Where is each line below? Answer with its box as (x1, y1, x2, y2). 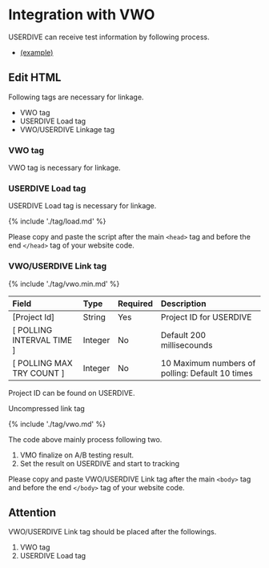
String (82, 311, 106, 322)
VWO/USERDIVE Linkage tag (19, 124, 115, 134)
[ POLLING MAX (12, 357, 74, 369)
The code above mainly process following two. (8, 434, 163, 444)
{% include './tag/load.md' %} (8, 216, 106, 226)
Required (117, 298, 154, 309)
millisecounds (160, 339, 213, 350)
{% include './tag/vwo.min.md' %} (8, 279, 120, 288)
